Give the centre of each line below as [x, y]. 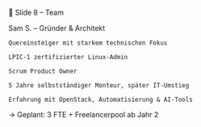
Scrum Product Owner [43, 71]
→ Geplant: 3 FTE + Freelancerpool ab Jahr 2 [84, 114]
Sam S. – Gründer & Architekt [57, 28]
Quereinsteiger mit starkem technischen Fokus [88, 43]
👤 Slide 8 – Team [36, 13]
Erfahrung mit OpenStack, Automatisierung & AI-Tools [101, 99]
